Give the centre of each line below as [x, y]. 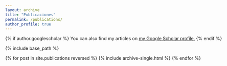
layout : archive [22, 10]
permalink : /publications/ [34, 19]
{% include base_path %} [32, 48]
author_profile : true [28, 24]
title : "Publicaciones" [30, 15]
